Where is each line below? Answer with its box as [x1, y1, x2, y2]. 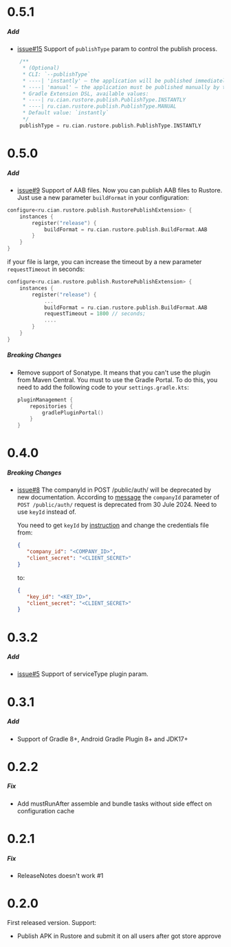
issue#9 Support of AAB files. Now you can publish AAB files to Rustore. [16, 186, 223, 194]
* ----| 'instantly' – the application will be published [22, 77, 192, 84]
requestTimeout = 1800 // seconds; [43, 310, 146, 317]
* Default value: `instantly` [22, 110, 109, 117]
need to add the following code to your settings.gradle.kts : [16, 383, 189, 391]
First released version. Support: [7, 918, 96, 926]
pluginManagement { [16, 396, 74, 403]
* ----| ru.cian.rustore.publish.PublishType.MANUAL [22, 103, 177, 110]
